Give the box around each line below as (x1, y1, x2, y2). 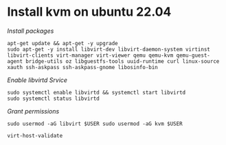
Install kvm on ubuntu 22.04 (7, 4, 172, 20)
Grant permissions (7, 107, 60, 115)
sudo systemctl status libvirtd (7, 95, 100, 102)
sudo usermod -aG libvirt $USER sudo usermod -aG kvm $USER (7, 120, 183, 127)
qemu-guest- (176, 52, 211, 59)
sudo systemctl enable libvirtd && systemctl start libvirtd (7, 89, 186, 96)
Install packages (7, 27, 54, 35)
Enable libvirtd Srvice (7, 76, 67, 84)
